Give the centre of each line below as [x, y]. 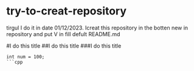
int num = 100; [26, 57]
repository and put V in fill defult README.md [63, 34]
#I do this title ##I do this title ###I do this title [64, 46]
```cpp [15, 62]
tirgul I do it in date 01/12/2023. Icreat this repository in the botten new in [97, 28]
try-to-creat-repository [66, 11]
